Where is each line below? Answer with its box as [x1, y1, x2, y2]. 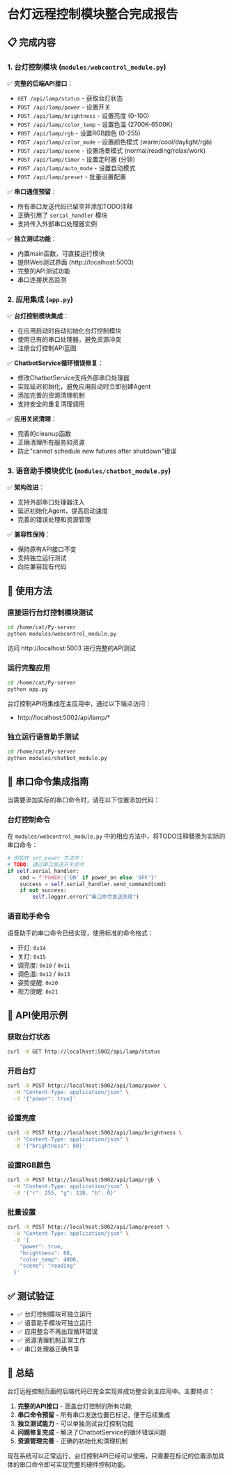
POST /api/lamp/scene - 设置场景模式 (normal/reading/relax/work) [17, 146, 206, 154]
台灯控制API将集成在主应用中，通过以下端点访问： [7, 699, 152, 707]
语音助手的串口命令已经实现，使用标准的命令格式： [7, 929, 154, 937]
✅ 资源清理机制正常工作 [17, 1335, 86, 1344]
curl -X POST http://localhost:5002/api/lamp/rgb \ [7, 1176, 160, 1183]
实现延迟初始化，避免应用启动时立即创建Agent [17, 382, 151, 391]
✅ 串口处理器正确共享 [17, 1345, 80, 1353]
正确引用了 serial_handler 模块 [17, 211, 108, 219]
